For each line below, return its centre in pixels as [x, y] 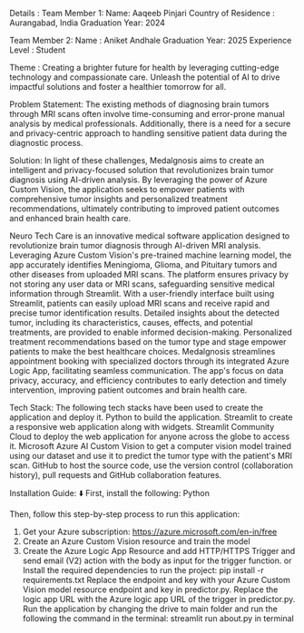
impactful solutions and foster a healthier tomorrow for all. [118, 87]
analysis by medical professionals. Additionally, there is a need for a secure [150, 123]
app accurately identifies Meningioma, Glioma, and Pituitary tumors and [143, 265]
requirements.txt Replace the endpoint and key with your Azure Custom [156, 580]
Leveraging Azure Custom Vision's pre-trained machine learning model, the [151, 255]
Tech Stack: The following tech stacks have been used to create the [136, 408]
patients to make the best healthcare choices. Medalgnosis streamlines [142, 351]
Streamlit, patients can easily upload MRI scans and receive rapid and [140, 303]
